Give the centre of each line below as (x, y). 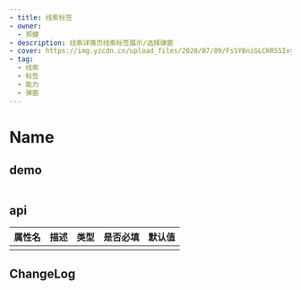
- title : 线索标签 (41, 18)
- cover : (26, 51)
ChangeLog (43, 273)
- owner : (26, 26)
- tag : (21, 59)
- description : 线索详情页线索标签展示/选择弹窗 (91, 43)
